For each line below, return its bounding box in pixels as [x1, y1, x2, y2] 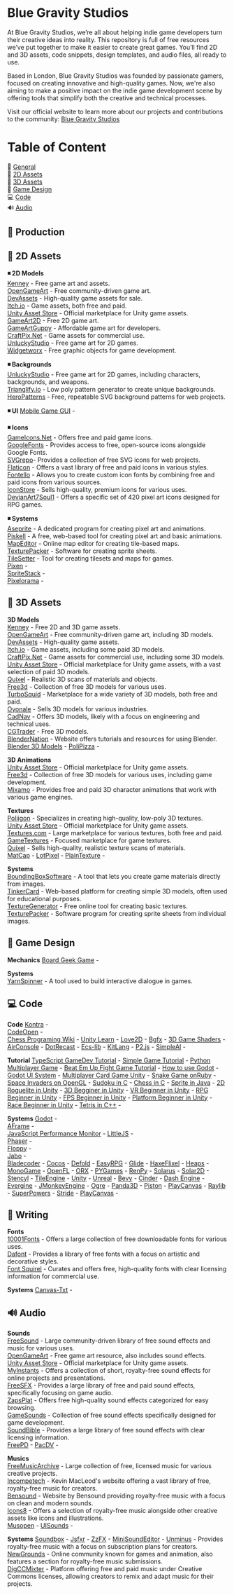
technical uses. [7, 720, 51, 728]
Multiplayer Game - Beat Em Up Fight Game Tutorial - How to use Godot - [7, 1063, 219, 1072]
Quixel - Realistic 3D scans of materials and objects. [7, 675, 157, 683]
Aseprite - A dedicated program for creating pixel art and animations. [7, 524, 206, 533]
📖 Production [7, 226, 65, 238]
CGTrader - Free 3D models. [7, 727, 89, 735]
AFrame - [7, 1121, 35, 1130]
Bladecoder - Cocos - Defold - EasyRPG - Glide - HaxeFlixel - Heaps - [7, 1158, 210, 1168]
